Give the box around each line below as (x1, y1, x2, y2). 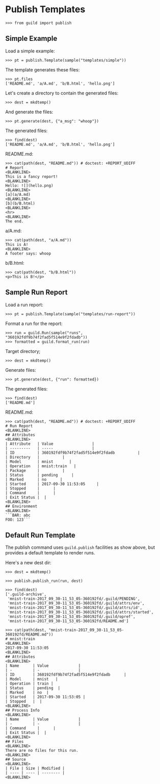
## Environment (5, 503, 38, 509)
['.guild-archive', (5, 592, 47, 597)
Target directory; (5, 348, 41, 354)
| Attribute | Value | (5, 441, 95, 446)
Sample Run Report (5, 288, 68, 297)
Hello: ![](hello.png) (5, 183, 54, 188)
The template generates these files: (5, 66, 80, 72)
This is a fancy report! (5, 174, 58, 179)
